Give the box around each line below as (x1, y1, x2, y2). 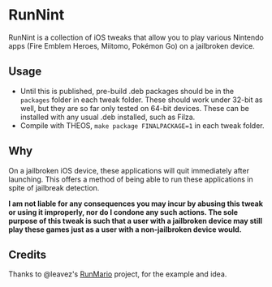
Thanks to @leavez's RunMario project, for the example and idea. (8, 269, 227, 279)
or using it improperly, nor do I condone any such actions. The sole (8, 207, 238, 216)
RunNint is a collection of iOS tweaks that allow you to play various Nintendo (8, 32, 264, 42)
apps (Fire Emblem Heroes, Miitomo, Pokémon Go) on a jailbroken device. (8, 41, 256, 50)
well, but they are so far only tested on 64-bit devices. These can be (19, 103, 250, 113)
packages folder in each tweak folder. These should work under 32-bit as (19, 95, 263, 105)
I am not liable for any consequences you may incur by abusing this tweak (8, 199, 264, 208)
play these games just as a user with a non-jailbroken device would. (8, 225, 242, 234)
